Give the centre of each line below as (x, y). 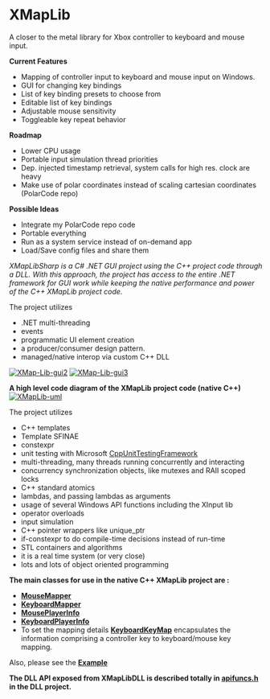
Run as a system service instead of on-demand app (106, 241)
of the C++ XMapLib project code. (66, 291)
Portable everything (53, 233)
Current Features (38, 61)
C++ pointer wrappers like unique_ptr (83, 530)
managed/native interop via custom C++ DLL (95, 356)
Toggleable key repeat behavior (74, 119)
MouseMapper (46, 595)
